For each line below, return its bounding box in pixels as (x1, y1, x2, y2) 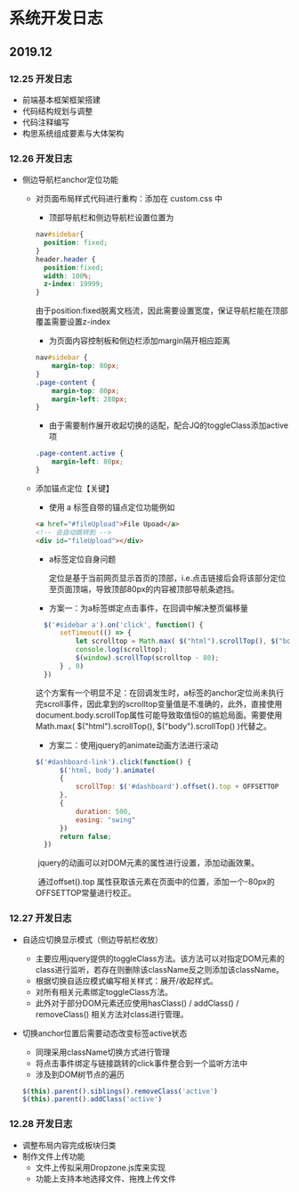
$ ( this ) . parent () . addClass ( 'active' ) (21, 1095, 163, 1104)
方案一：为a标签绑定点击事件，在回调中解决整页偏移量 (48, 603, 249, 613)
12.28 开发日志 (9, 1118, 73, 1130)
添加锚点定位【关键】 (35, 482, 114, 493)
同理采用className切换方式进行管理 (35, 1047, 171, 1057)
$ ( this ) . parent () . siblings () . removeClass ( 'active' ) (21, 1087, 218, 1096)
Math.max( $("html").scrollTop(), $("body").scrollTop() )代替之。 (35, 720, 271, 731)
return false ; (59, 832, 112, 841)
